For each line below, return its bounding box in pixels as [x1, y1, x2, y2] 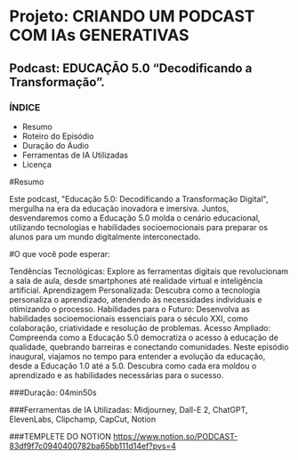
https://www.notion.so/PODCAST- [112, 431, 238, 441]
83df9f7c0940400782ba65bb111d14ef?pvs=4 [9, 440, 176, 451]
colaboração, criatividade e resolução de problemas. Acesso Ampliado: [9, 322, 271, 333]
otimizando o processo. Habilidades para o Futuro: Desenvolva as [9, 303, 251, 314]
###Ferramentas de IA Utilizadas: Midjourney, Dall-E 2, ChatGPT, [9, 404, 248, 415]
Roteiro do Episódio [21, 131, 94, 141]
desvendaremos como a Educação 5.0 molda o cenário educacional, [9, 212, 261, 223]
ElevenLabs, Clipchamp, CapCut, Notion [9, 414, 157, 424]
